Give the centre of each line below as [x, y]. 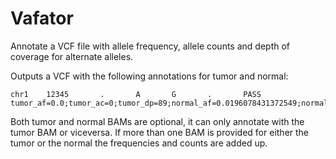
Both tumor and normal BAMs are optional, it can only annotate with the [157, 121]
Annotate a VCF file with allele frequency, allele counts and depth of [150, 46]
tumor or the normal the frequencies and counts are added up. [139, 143]
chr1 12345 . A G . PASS [136, 94]
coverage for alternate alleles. [72, 56]
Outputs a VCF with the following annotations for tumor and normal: [149, 76]
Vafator [42, 18]
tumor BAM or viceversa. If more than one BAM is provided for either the [160, 132]
